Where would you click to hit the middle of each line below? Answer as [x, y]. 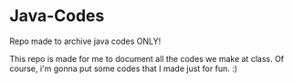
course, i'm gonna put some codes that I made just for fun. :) [124, 68]
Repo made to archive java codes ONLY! [85, 41]
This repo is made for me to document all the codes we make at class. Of [147, 58]
